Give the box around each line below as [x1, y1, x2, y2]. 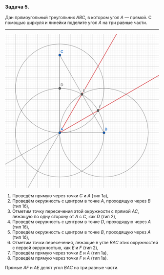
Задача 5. [5, 3, 29, 10]
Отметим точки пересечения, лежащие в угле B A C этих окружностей [12, 240, 158, 246]
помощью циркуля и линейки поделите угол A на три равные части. [5, 20, 147, 25]
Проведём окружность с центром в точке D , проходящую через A [12, 219, 151, 225]
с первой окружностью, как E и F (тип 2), [12, 245, 99, 251]
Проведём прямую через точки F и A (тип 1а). [12, 255, 108, 261]
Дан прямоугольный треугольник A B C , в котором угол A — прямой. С [5, 15, 152, 21]
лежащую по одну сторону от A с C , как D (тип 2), [12, 214, 117, 220]
